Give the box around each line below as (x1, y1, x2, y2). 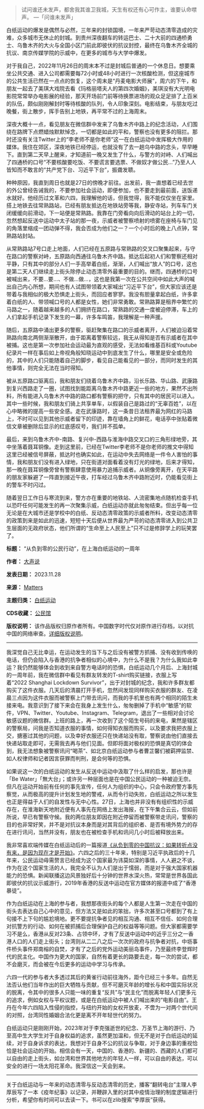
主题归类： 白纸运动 (6, 596, 56, 604)
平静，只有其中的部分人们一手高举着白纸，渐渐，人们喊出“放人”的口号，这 (6, 261, 192, 267)
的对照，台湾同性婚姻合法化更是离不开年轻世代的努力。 (6, 1011, 144, 1019)
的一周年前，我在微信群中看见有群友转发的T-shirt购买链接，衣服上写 (6, 671, 177, 678)
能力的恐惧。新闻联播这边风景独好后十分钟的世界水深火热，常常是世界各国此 (6, 872, 198, 879)
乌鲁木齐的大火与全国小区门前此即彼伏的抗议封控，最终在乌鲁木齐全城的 (16, 42, 198, 49)
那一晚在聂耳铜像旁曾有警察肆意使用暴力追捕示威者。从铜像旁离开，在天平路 (6, 466, 198, 473)
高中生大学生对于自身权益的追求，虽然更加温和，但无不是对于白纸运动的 (11, 1032, 192, 1039)
